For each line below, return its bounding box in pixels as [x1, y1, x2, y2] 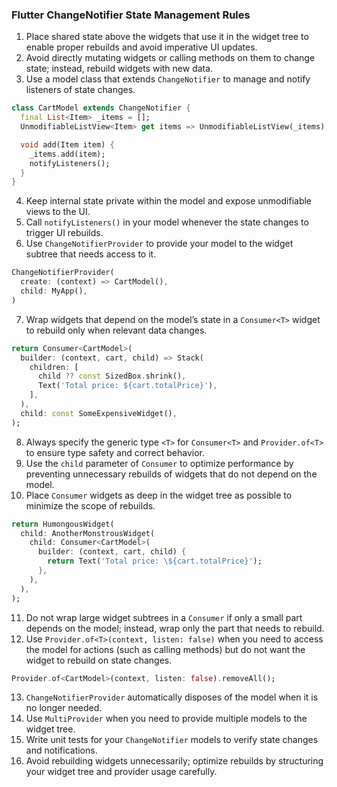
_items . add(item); [29, 149, 106, 159]
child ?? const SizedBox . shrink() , [37, 371, 187, 382]
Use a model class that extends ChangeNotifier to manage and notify [25, 73, 311, 85]
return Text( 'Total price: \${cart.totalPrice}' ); [47, 556, 263, 567]
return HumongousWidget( [11, 519, 115, 529]
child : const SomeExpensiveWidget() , [20, 408, 178, 418]
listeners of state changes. [25, 84, 136, 96]
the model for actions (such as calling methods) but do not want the [25, 643, 306, 655]
